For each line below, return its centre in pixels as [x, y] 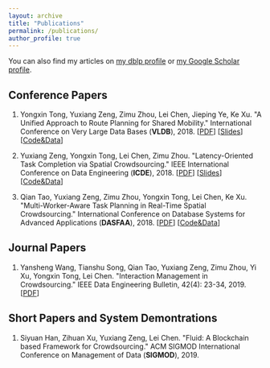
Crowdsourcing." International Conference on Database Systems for [133, 214]
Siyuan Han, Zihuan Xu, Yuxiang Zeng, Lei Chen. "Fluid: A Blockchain [134, 337]
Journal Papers [47, 248]
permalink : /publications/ [53, 31]
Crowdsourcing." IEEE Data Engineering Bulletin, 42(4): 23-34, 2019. [133, 284]
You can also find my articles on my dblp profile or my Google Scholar [124, 61]
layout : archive [35, 16]
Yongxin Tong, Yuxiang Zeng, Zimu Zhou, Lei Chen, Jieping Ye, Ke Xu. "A [141, 114]
